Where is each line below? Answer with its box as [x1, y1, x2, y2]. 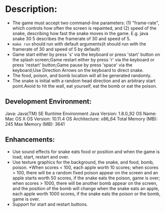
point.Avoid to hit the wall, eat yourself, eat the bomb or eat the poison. [12, 83, 158, 89]
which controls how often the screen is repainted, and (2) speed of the [12, 25, 157, 31]
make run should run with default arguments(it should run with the [12, 41, 146, 47]
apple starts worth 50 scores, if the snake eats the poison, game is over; [12, 175, 160, 181]
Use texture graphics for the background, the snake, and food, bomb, [12, 159, 155, 165]
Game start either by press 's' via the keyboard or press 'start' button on [12, 51, 160, 57]
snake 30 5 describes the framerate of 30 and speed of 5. [12, 36, 131, 42]
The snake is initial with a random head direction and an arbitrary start [12, 78, 156, 84]
